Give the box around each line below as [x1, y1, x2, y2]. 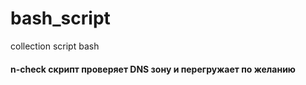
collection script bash [10, 40, 100, 52]
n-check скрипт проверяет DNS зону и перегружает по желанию [10, 63, 296, 75]
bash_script [10, 7, 111, 30]
